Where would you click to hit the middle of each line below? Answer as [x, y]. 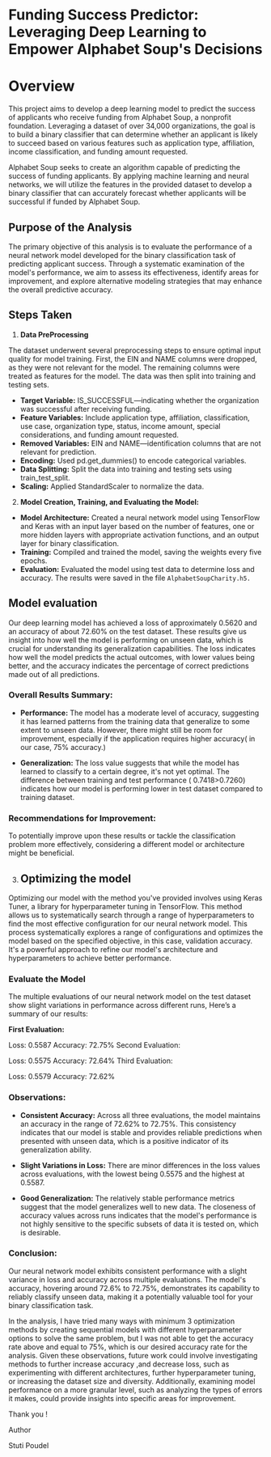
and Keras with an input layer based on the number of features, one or [137, 526]
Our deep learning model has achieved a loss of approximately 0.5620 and [133, 623]
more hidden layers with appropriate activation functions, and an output [140, 535]
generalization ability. [55, 1150]
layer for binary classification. [70, 543]
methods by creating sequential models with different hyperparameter [125, 1329]
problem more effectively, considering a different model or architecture [127, 845]
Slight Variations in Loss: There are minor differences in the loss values [140, 1165]
